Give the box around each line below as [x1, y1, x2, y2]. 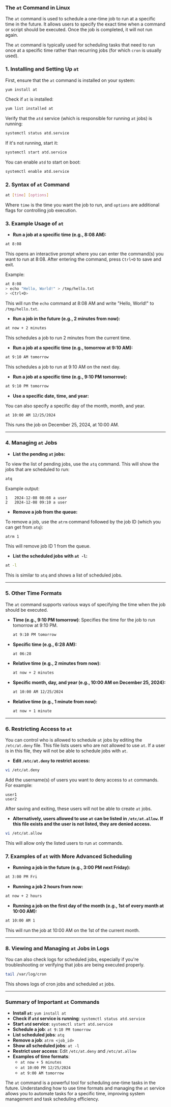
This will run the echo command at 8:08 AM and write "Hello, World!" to [5, 300, 154, 306]
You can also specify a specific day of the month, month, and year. [5, 403, 146, 409]
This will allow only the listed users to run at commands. [5, 840, 124, 846]
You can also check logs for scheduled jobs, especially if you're [5, 956, 139, 962]
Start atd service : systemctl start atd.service [12, 1021, 113, 1027]
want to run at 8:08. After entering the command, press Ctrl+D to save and [5, 256, 161, 262]
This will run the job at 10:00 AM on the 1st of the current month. [5, 927, 140, 933]
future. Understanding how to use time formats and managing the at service [5, 1085, 165, 1091]
